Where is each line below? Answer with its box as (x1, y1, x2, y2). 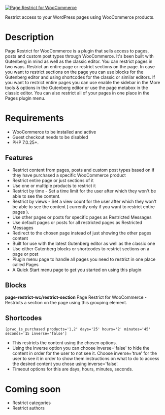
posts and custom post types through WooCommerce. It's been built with (5, 53, 154, 59)
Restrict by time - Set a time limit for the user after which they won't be (12, 188, 156, 194)
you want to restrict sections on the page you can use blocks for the (5, 69, 144, 75)
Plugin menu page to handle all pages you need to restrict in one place (12, 256, 156, 262)
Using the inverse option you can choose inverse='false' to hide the (12, 345, 150, 351)
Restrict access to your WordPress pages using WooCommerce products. (5, 14, 155, 20)
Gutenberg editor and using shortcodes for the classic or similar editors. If (5, 74, 155, 80)
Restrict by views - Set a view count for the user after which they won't (12, 198, 157, 204)
